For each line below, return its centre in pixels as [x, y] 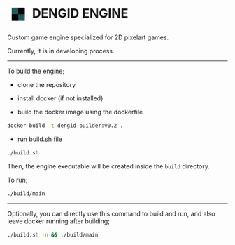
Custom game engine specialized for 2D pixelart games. [88, 37]
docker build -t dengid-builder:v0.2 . [65, 126]
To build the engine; [36, 71]
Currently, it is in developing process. [61, 51]
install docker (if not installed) [60, 98]
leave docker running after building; [59, 221]
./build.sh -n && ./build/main [53, 234]
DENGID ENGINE [80, 13]
